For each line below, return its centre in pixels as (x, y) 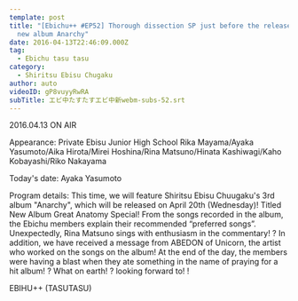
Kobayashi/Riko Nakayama (58, 162)
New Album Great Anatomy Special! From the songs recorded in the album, (146, 215)
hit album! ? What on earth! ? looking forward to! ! (99, 271)
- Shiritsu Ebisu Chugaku (65, 75)
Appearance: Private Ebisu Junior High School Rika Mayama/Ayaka (132, 142)
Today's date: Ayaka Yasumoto (66, 178)
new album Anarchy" (53, 34)
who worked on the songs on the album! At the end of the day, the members (149, 252)
